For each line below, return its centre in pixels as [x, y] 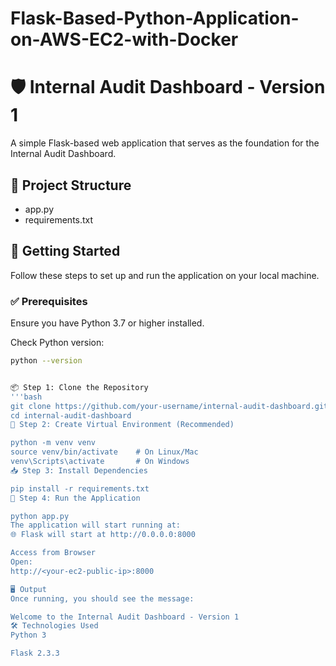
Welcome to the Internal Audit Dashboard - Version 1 [125, 617]
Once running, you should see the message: [102, 598]
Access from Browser [53, 553]
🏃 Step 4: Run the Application [75, 498]
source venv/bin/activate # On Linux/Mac [104, 452]
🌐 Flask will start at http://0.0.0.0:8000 [103, 535]
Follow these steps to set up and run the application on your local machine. [165, 275]
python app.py [40, 516]
